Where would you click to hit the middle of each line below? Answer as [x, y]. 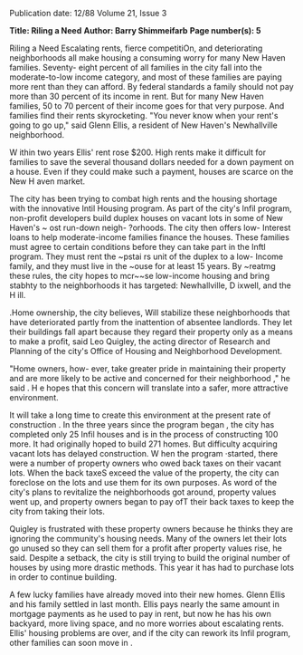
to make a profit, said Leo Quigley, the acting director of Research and [140, 342]
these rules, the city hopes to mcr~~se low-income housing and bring [139, 276]
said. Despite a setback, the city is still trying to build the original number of [150, 558]
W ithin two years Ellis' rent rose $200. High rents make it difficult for [138, 152]
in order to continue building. [63, 577]
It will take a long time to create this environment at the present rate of [140, 415]
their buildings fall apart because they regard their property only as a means [151, 332]
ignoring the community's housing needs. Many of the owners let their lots [148, 539]
